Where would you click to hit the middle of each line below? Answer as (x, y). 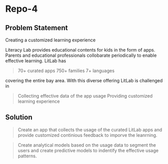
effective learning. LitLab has (36, 61)
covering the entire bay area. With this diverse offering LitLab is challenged (84, 80)
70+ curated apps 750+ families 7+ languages (66, 71)
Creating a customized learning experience (50, 40)
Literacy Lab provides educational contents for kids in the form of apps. (80, 50)
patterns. (27, 156)
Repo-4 (22, 9)
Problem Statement (37, 28)
